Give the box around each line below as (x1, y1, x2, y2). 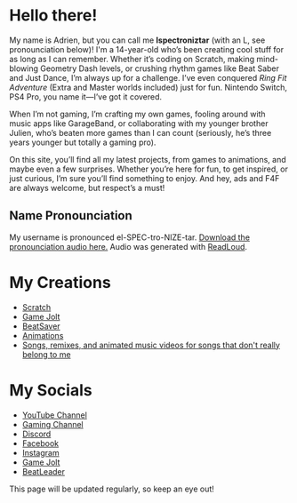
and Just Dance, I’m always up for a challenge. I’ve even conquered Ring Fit (9, 72, 287, 83)
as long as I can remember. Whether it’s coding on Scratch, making (9, 53, 255, 64)
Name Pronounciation (9, 208, 133, 223)
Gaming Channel (21, 419, 84, 429)
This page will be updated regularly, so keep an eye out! (9, 483, 215, 494)
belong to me (21, 348, 71, 360)
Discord (21, 428, 52, 439)
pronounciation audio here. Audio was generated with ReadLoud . (9, 241, 247, 251)
